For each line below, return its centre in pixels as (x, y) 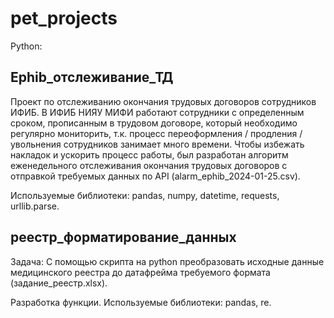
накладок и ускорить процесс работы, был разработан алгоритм (149, 154)
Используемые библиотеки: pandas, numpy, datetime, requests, (145, 195)
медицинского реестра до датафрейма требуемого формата (140, 272)
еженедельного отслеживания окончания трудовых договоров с (149, 165)
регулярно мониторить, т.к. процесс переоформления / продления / (156, 133)
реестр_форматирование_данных (123, 237)
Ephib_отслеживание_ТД (92, 77)
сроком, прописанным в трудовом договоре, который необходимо (154, 123)
